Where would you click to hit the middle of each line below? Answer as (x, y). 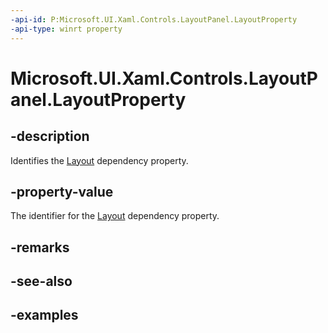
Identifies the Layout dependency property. (99, 160)
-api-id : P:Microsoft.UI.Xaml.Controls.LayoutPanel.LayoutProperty (154, 19)
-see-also (41, 281)
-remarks (40, 247)
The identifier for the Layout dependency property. (115, 216)
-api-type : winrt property (66, 29)
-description (50, 136)
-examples (44, 315)
